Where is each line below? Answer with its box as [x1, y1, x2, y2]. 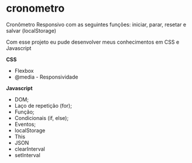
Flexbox [14, 67, 34, 74]
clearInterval [14, 145, 46, 153]
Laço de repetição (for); [14, 102, 72, 109]
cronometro [6, 2, 65, 15]
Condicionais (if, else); [14, 114, 69, 121]
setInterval [14, 151, 41, 158]
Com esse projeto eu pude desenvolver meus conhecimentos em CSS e [6, 38, 180, 45]
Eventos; [14, 121, 36, 127]
